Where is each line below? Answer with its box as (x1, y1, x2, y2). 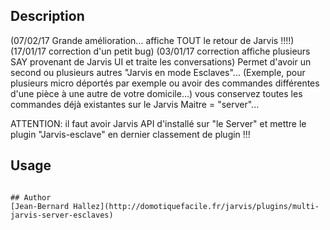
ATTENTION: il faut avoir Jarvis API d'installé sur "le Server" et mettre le (10, 117, 307, 129)
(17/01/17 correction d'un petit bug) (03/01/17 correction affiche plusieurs (10, 45, 311, 57)
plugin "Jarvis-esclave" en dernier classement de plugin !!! (10, 128, 251, 140)
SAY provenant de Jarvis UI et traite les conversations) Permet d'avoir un (10, 55, 312, 68)
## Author (10, 192, 52, 203)
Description (10, 8, 85, 25)
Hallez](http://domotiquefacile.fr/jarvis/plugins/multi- (73, 201, 320, 211)
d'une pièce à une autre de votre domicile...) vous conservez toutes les (10, 87, 303, 99)
